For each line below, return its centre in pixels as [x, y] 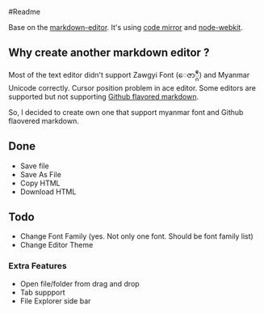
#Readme [24, 12]
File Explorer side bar [55, 301]
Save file [35, 166]
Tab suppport [43, 292]
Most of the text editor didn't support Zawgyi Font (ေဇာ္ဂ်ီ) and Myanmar [129, 74]
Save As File [41, 174]
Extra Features [38, 266]
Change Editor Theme [57, 245]
